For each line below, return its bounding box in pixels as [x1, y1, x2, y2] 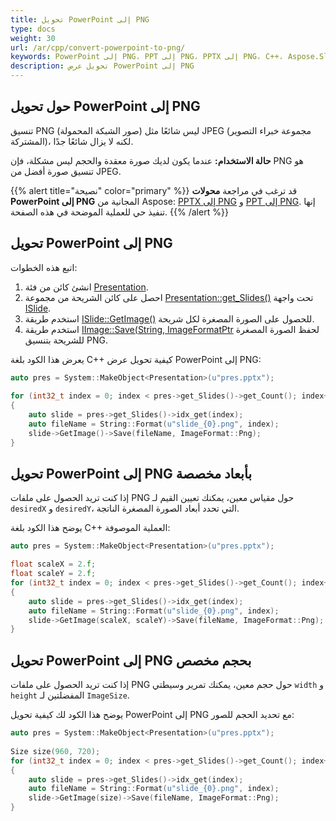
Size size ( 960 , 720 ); [10, 746, 101, 756]
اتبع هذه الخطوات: [10, 261, 78, 273]
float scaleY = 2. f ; [10, 569, 97, 579]
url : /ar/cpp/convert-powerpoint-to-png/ [10, 42, 186, 53]
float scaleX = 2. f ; [10, 559, 97, 570]
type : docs [10, 24, 56, 34]
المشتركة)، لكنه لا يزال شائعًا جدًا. [10, 135, 134, 147]
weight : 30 [10, 33, 56, 43]
